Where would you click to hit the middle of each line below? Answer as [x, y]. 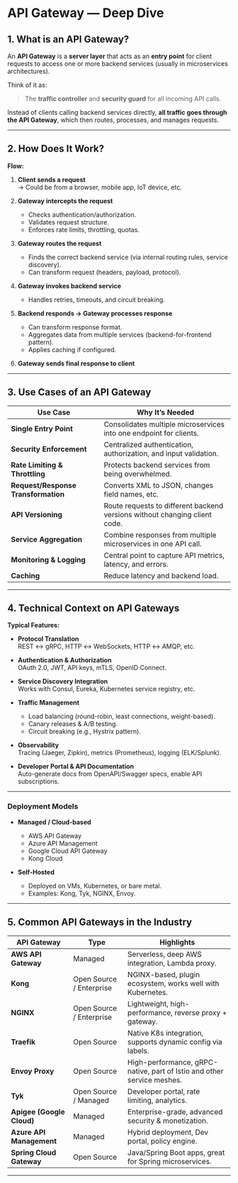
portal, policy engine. [162, 1140]
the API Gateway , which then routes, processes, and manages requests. [113, 120]
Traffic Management [49, 703]
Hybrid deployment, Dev [168, 1132]
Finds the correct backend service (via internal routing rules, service [128, 257]
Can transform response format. [75, 327]
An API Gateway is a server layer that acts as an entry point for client [110, 56]
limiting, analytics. [157, 1100]
